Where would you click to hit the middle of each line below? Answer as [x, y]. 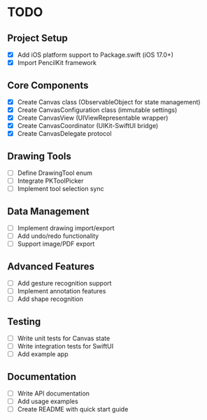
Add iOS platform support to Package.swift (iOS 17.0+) [95, 55]
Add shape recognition [50, 299]
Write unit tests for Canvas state [64, 338]
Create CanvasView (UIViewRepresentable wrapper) [93, 118]
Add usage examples [48, 401]
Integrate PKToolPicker [50, 181]
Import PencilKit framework [57, 63]
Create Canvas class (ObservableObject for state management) [109, 101]
